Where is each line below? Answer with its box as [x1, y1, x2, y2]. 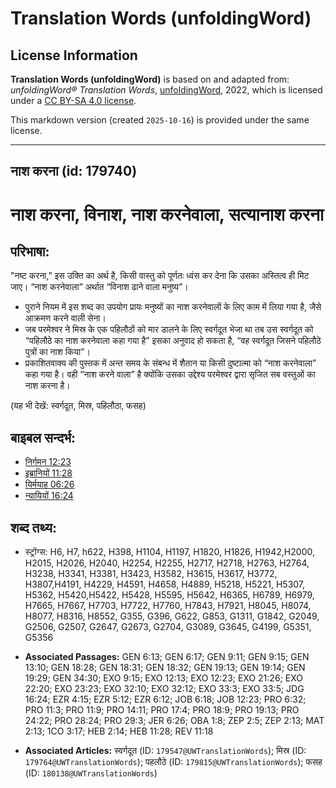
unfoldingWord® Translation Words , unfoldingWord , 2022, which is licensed [10, 84, 323, 96]
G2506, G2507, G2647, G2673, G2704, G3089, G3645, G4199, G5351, [24, 621, 312, 633]
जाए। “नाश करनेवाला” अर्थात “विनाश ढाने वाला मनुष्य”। [10, 281, 189, 293]
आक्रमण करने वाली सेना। [24, 312, 107, 324]
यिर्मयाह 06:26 [24, 478, 75, 491]
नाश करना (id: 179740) [10, 163, 138, 180]
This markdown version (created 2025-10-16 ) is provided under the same [10, 114, 310, 126]
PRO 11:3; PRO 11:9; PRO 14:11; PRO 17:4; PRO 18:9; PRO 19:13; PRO [24, 704, 300, 716]
